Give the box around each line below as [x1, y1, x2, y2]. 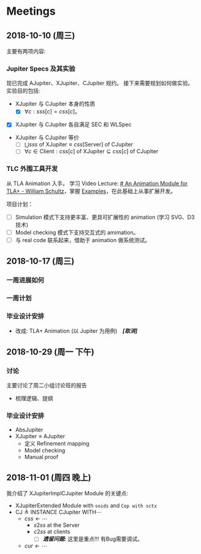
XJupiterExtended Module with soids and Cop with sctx [15, 502, 157, 509]
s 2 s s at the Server [33, 522, 80, 529]
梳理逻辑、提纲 [15, 395, 53, 402]
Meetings [6, 4, 56, 18]
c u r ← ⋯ [24, 542, 47, 550]
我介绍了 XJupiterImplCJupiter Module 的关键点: [6, 490, 129, 497]
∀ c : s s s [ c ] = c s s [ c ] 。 [24, 108, 81, 115]
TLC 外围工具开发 [6, 164, 58, 173]
